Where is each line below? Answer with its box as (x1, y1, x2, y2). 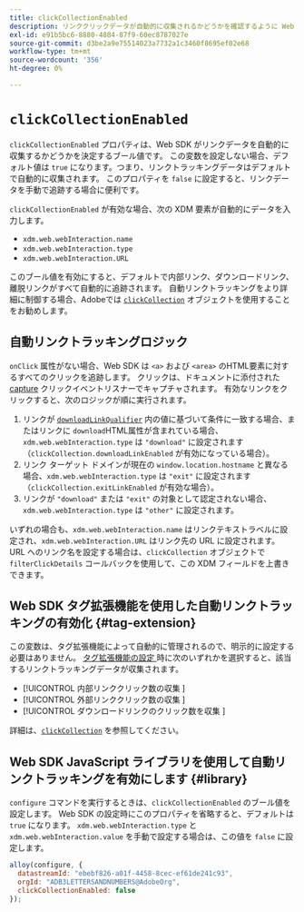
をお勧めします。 (9, 305, 73, 316)
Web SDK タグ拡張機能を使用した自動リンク (9, 599, 258, 614)
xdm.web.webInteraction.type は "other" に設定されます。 (22, 504, 239, 515)
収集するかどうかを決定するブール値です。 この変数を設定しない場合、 (9, 150, 274, 161)
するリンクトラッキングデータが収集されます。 (9, 664, 184, 675)
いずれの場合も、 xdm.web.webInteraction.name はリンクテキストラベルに (9, 523, 280, 534)
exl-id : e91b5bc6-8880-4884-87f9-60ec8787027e (9, 30, 189, 39)
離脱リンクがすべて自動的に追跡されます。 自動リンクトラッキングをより (9, 283, 280, 293)
